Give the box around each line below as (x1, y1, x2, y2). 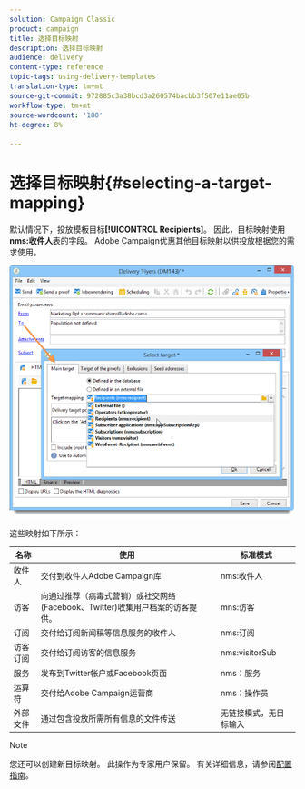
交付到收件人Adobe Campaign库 (40, 570, 162, 581)
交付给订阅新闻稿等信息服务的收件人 (40, 627, 177, 638)
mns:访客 (221, 601, 256, 613)
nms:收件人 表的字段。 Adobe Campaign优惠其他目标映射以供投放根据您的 (9, 235, 288, 246)
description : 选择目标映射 (9, 44, 103, 53)
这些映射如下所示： (9, 527, 82, 538)
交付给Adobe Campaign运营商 (40, 687, 154, 698)
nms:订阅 (221, 627, 256, 638)
